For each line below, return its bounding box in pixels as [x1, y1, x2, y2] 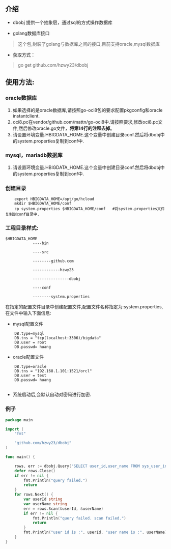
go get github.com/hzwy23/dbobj [17, 62, 89, 68]
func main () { [5, 454, 36, 459]
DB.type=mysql [14, 331, 44, 336]
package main [5, 417, 33, 422]
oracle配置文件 [12, 354, 44, 360]
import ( [5, 426, 24, 431]
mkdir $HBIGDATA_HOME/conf [14, 201, 72, 206]
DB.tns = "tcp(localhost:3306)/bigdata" [14, 335, 101, 341]
